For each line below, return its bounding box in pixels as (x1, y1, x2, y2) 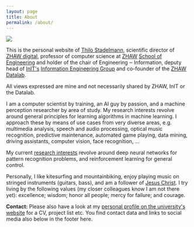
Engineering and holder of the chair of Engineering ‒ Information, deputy (6, 59, 182, 66)
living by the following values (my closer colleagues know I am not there (6, 185, 180, 192)
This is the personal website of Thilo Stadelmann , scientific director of (6, 46, 175, 53)
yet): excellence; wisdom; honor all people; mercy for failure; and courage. (6, 192, 186, 199)
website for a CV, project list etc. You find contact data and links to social (6, 209, 182, 216)
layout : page (6, 8, 38, 15)
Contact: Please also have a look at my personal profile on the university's (6, 203, 186, 210)
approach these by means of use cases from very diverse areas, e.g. (6, 119, 172, 126)
